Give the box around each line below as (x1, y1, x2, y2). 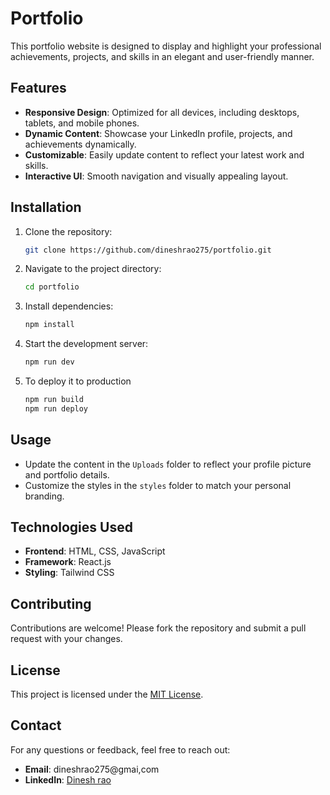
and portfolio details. (24, 468, 110, 481)
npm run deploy (24, 403, 89, 414)
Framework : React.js (24, 556, 112, 568)
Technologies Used (10, 519, 133, 536)
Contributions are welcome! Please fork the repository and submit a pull (10, 622, 307, 634)
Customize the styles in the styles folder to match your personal (24, 479, 292, 491)
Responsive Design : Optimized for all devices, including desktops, (24, 106, 300, 118)
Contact (10, 717, 62, 734)
